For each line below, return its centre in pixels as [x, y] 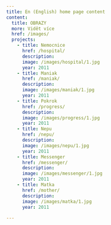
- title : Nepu [34, 129]
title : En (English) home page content [56, 12]
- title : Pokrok [37, 101]
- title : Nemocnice [41, 46]
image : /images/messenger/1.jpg [62, 174]
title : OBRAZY [29, 23]
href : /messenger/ [45, 163]
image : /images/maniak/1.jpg [58, 90]
